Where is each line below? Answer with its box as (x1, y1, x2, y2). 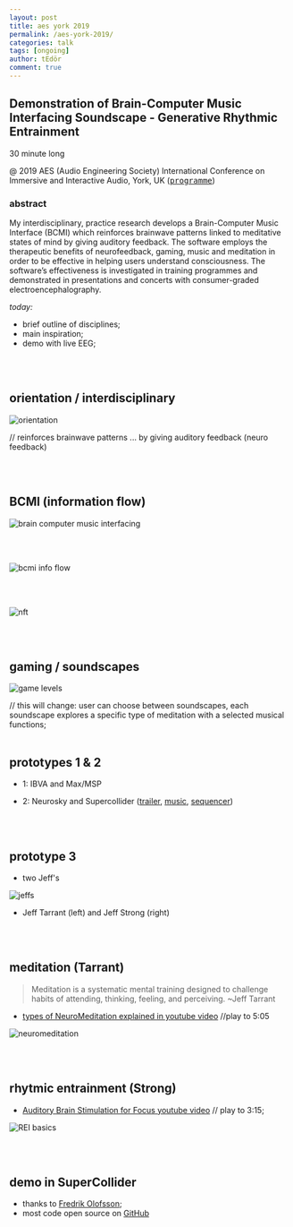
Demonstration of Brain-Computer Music (9, 96, 243, 112)
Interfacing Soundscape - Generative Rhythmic (9, 110, 279, 125)
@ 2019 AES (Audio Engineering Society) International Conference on (9, 165, 265, 176)
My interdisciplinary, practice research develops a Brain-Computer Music (9, 217, 279, 228)
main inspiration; (21, 328, 84, 339)
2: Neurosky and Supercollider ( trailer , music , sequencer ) (21, 796, 234, 807)
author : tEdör (9, 55, 63, 64)
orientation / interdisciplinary (9, 390, 176, 406)
